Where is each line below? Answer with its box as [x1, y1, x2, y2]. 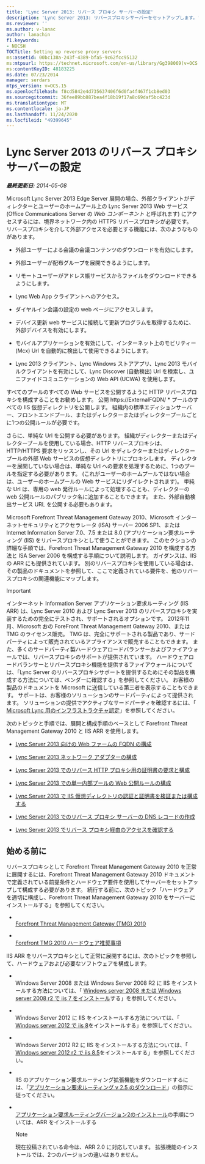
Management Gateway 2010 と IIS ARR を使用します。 [6, 727, 142, 735]
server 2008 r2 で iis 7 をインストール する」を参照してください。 [15, 995, 180, 1002]
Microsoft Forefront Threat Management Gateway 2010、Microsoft [6, 514, 174, 521]
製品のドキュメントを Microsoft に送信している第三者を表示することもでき [6, 684, 193, 691]
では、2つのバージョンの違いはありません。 [31, 1151, 142, 1158]
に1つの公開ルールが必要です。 [6, 419, 84, 426]
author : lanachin [6, 32, 51, 38]
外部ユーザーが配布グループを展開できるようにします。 [15, 259, 154, 267]
